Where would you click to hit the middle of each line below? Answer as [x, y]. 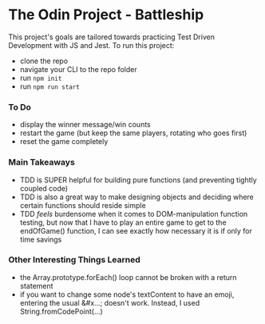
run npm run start [49, 86]
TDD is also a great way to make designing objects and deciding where [136, 197]
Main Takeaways [42, 162]
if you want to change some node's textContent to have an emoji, [127, 294]
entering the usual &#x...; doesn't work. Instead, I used [110, 302]
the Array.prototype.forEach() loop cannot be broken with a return [128, 277]
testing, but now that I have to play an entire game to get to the [123, 222]
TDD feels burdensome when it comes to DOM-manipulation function [134, 214]
